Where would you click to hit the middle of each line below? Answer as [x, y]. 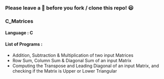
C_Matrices [19, 21]
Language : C [19, 33]
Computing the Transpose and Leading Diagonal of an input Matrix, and [85, 66]
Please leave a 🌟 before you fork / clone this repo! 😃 [69, 8]
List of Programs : [24, 44]
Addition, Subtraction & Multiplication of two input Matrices [73, 55]
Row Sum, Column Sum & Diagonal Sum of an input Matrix [72, 60]
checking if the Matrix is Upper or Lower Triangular [65, 71]
